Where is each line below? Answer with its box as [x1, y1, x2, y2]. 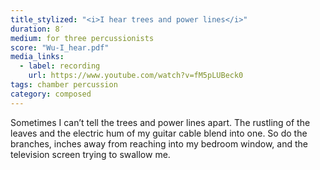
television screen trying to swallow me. [10, 148, 171, 160]
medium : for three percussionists [10, 33, 155, 43]
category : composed [10, 89, 92, 99]
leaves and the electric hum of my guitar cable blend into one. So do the [10, 127, 308, 139]
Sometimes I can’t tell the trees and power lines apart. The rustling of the [10, 116, 311, 128]
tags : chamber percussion [10, 80, 118, 90]
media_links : [10, 52, 65, 62]
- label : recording [19, 61, 101, 71]
